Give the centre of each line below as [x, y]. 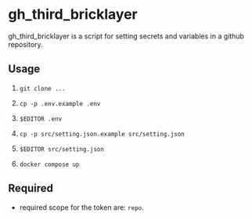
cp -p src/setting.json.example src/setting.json [102, 134]
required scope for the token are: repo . [82, 207]
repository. [25, 44]
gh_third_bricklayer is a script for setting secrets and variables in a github [126, 36]
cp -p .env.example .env [60, 103]
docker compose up [49, 164]
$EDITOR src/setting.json [61, 149]
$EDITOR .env [41, 119]
